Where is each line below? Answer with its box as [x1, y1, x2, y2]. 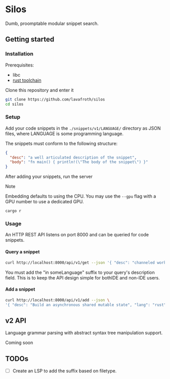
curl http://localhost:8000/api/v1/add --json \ [5, 297, 110, 303]
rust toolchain [12, 77, 41, 83]
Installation [5, 50, 34, 57]
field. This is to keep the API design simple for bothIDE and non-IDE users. [5, 274, 160, 280]
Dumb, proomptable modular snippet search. [5, 20, 99, 26]
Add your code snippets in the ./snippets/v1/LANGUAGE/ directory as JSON [5, 125, 161, 131]
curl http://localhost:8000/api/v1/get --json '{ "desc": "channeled [5, 260, 155, 265]
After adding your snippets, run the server [5, 174, 93, 180]
